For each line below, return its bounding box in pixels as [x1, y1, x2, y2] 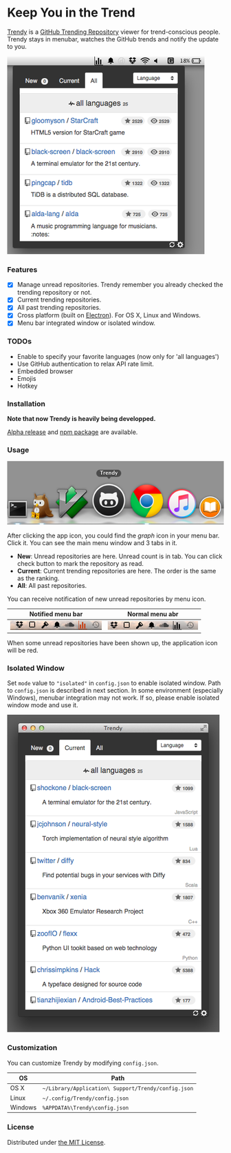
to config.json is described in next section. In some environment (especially [7, 687, 223, 695]
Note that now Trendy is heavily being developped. [7, 415, 156, 423]
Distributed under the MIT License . [7, 1138, 106, 1146]
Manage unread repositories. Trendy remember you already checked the [16, 281, 223, 289]
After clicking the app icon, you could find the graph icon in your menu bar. [7, 531, 220, 540]
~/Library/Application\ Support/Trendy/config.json [42, 1085, 194, 1092]
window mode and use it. [7, 701, 78, 709]
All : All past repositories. [16, 581, 87, 589]
